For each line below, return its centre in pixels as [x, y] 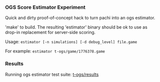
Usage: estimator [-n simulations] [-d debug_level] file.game [71, 42]
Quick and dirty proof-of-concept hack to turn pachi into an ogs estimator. [80, 18]
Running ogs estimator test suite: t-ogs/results [52, 74]
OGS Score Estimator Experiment [45, 7]
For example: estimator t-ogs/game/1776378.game [55, 51]
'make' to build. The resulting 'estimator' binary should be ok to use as [76, 27]
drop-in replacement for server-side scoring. [50, 33]
